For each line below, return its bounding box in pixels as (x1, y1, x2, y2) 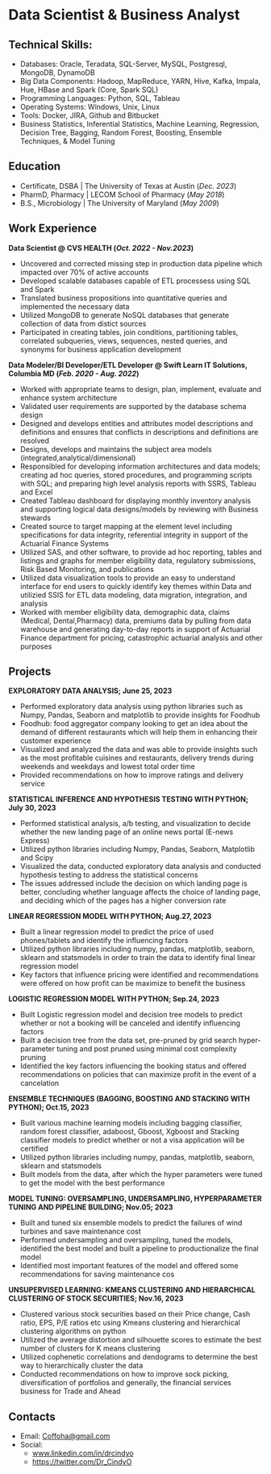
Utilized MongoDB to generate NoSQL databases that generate (19, 310, 230, 319)
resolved (19, 436, 50, 445)
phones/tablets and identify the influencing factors (19, 936, 189, 946)
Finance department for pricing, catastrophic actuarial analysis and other (19, 633, 263, 642)
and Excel (19, 486, 53, 497)
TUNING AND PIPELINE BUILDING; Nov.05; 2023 (8, 1202, 173, 1212)
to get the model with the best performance (19, 1178, 165, 1188)
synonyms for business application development (19, 344, 181, 354)
